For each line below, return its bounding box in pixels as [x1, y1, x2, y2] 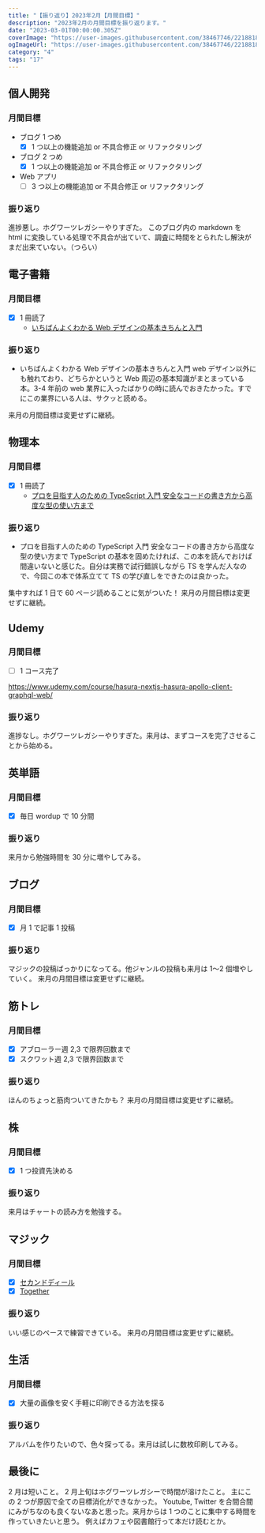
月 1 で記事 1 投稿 [19, 922, 75, 932]
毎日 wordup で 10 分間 [19, 811, 95, 820]
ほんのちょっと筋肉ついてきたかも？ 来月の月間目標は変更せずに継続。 [8, 1095, 238, 1105]
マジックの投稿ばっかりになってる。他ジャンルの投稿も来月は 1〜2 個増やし [8, 964, 254, 974]
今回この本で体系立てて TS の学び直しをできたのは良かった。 [33, 571, 233, 581]
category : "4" [8, 48, 55, 56]
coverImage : [8, 33, 47, 42]
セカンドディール [19, 1278, 75, 1287]
